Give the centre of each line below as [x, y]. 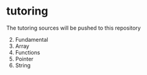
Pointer [24, 59]
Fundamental [32, 39]
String [23, 65]
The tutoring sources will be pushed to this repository [74, 28]
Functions [28, 52]
